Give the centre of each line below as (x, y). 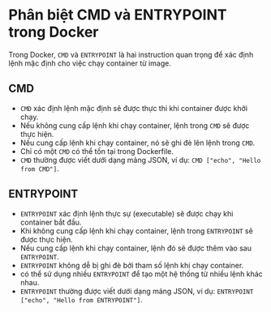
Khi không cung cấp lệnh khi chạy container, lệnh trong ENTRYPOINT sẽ (136, 231)
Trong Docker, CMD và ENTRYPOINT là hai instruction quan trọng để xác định (131, 54)
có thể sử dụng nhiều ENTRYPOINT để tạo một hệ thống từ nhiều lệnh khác (142, 274)
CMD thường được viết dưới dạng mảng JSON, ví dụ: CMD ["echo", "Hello (140, 160)
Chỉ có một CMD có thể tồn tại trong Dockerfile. (97, 151)
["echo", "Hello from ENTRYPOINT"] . (82, 299)
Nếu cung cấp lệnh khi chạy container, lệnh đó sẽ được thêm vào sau (135, 248)
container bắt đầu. (51, 222)
